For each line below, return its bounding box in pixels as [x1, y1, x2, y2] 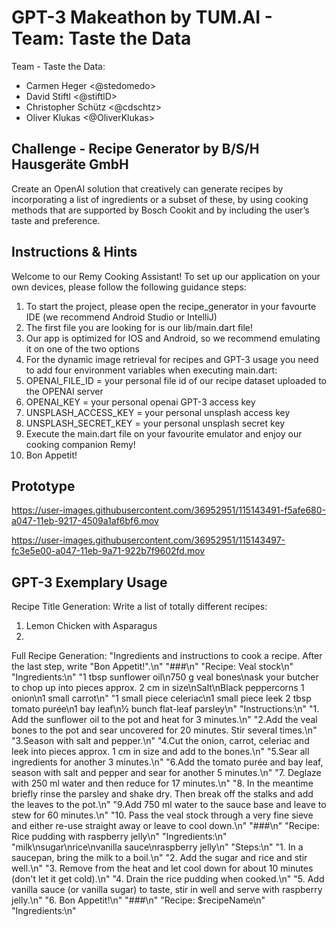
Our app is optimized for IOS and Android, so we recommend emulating [25, 332, 321, 344]
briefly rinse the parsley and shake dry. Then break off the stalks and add [11, 788, 314, 800]
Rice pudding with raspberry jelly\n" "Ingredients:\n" [11, 831, 228, 843]
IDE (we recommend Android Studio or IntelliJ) [25, 311, 218, 323]
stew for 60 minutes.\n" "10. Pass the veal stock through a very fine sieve [11, 809, 314, 821]
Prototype [11, 477, 76, 495]
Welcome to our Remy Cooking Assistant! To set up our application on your [11, 270, 321, 282]
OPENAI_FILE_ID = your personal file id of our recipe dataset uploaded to [25, 374, 327, 386]
